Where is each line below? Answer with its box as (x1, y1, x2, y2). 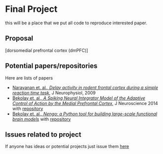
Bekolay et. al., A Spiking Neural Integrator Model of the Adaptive (12, 95, 146, 101)
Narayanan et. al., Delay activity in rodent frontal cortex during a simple (12, 84, 158, 90)
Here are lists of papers (5, 75, 53, 81)
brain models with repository (12, 116, 71, 122)
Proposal (5, 34, 34, 43)
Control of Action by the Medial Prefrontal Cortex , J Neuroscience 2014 (12, 100, 158, 106)
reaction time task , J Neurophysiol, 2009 (12, 90, 96, 96)
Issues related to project (5, 130, 81, 139)
